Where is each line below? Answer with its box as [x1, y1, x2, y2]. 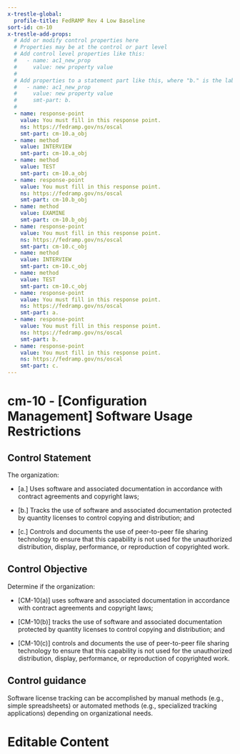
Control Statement [7, 451, 91, 464]
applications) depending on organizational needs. [7, 708, 154, 718]
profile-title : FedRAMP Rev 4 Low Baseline [14, 17, 145, 24]
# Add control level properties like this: [14, 51, 145, 58]
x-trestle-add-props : [7, 30, 72, 38]
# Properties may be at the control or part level [14, 44, 168, 51]
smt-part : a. [20, 309, 59, 316]
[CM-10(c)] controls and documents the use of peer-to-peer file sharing [17, 638, 230, 647]
